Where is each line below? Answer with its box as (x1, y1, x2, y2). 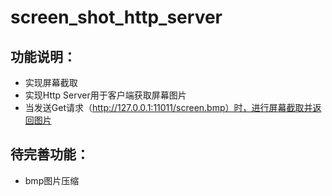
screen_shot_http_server (10, 6, 223, 29)
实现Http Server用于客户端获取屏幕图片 (24, 89, 187, 101)
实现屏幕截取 (24, 77, 78, 88)
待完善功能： (10, 146, 90, 163)
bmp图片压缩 (24, 174, 80, 186)
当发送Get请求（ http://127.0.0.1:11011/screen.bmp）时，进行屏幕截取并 (24, 102, 313, 113)
